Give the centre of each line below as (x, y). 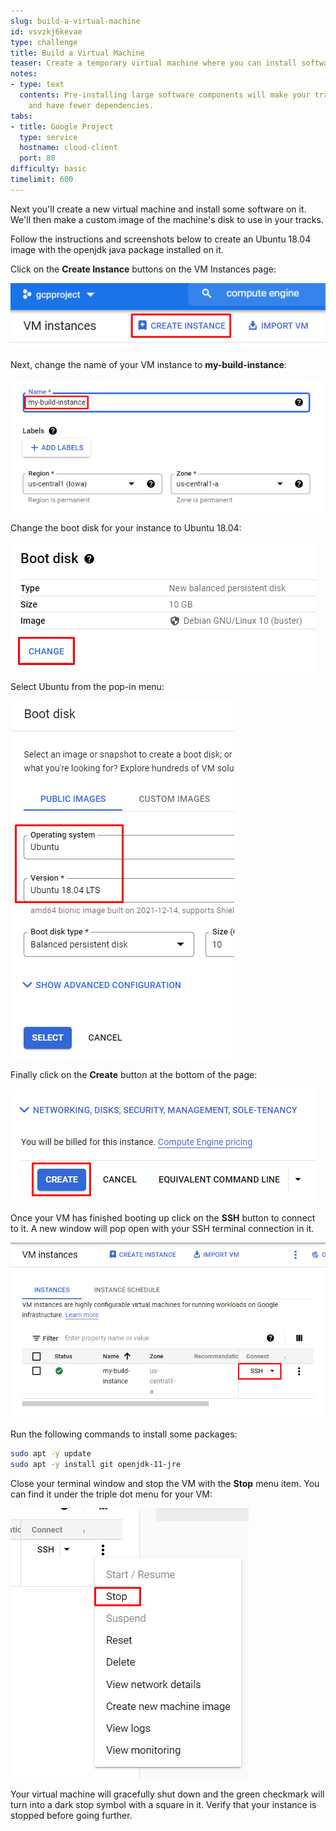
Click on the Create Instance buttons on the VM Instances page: (143, 269)
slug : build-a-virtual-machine (75, 21)
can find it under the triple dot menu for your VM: (111, 1494)
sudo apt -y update (51, 1453)
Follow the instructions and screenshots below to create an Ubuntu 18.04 (161, 239)
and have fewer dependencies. (91, 105)
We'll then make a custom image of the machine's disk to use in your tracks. (167, 219)
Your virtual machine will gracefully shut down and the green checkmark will (167, 1794)
